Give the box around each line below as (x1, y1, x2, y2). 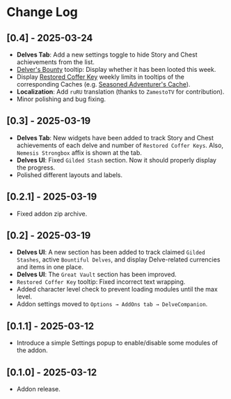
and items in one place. (16, 263, 84, 271)
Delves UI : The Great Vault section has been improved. (16, 270, 177, 279)
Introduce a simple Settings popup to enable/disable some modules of (16, 339, 218, 347)
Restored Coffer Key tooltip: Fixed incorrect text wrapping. (16, 278, 186, 286)
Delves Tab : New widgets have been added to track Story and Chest (16, 133, 214, 142)
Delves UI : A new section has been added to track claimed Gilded (16, 248, 206, 257)
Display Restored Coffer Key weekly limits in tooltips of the (16, 73, 185, 81)
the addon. (16, 346, 48, 354)
